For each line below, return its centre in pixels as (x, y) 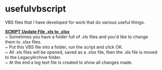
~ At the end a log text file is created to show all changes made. (69, 62)
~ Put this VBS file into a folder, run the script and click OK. (64, 47)
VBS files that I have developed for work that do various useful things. (75, 22)
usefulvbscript (36, 9)
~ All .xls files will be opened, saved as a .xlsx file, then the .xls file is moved (81, 52)
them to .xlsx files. (23, 42)
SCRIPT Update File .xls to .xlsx (37, 31)
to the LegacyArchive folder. (33, 57)
